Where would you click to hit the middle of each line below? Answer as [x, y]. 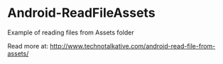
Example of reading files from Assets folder [71, 32]
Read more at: [28, 46]
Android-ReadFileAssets [81, 13]
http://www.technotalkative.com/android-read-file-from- [132, 46]
